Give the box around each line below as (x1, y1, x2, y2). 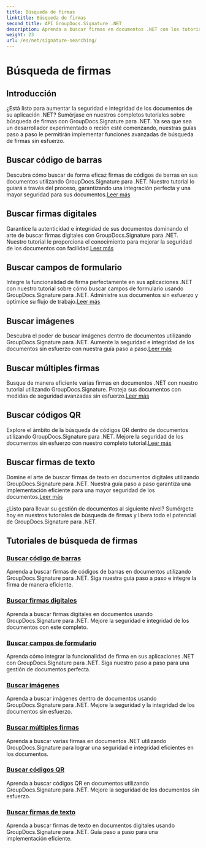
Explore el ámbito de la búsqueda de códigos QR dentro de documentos (6, 426, 189, 433)
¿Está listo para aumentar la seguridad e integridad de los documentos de (6, 105, 193, 112)
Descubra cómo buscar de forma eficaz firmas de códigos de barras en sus (6, 171, 198, 179)
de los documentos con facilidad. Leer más (6, 244, 114, 252)
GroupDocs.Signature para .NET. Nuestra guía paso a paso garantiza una (6, 480, 191, 487)
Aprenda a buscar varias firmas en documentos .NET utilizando (6, 737, 167, 744)
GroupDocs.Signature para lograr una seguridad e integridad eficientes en (6, 744, 194, 751)
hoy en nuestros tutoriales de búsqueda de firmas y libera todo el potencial (6, 511, 196, 518)
